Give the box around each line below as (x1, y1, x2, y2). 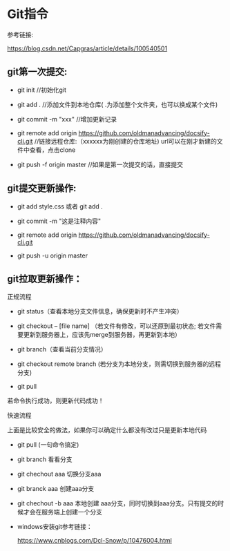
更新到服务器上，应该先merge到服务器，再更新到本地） (23, 331, 182, 339)
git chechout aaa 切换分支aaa (17, 470, 102, 478)
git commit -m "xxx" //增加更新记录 (17, 115, 117, 123)
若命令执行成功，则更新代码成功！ (7, 396, 104, 405)
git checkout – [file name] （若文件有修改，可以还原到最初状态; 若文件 (17, 322, 216, 330)
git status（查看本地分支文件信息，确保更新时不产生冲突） (17, 307, 183, 316)
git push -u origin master (17, 251, 88, 260)
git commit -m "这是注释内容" (17, 217, 102, 225)
